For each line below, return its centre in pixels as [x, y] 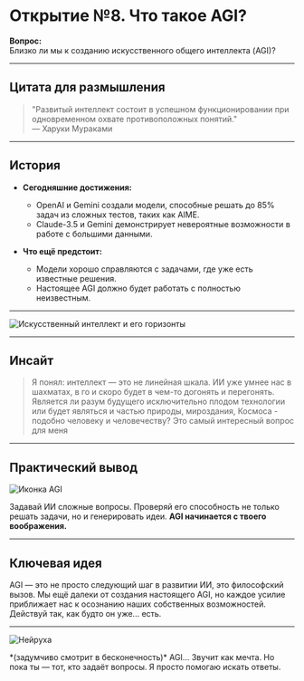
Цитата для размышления [87, 87]
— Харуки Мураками [72, 129]
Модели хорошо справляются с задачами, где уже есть [144, 269]
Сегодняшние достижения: [77, 187]
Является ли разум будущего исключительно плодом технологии [158, 402]
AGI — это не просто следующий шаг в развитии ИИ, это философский [147, 585]
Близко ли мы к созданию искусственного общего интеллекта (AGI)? [142, 50]
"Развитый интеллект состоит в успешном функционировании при [160, 109]
